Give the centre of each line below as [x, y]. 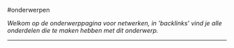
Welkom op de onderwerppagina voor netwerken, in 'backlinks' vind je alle [115, 23]
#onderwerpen [29, 10]
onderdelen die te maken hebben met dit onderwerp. [83, 31]
